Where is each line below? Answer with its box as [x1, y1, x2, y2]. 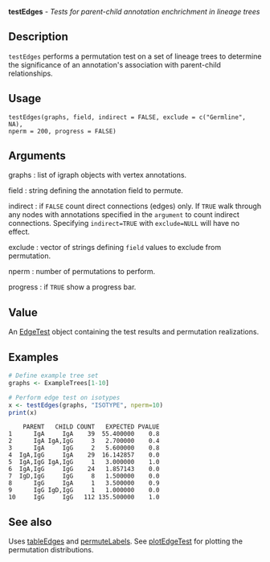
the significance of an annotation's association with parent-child [8, 59, 221, 69]
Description [8, 30, 68, 43]
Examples [8, 350, 59, 364]
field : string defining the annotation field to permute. [8, 186, 183, 195]
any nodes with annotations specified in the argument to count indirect [8, 210, 239, 219]
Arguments [8, 149, 67, 163]
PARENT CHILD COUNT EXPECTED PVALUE [22, 423, 160, 431]
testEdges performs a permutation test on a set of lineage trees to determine [8, 51, 262, 61]
